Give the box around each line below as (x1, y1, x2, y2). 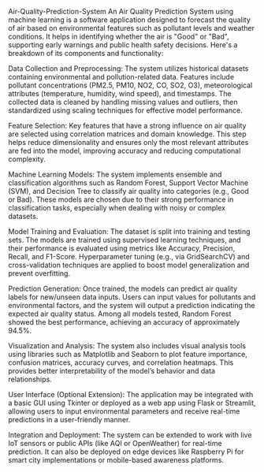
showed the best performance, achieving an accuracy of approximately (8, 318, 240, 326)
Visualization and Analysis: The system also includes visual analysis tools (8, 341, 247, 350)
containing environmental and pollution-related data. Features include (8, 72, 235, 81)
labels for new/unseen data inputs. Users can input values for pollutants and (8, 292, 256, 302)
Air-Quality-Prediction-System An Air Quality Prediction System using (8, 7, 234, 16)
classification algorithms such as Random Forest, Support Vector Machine (8, 178, 249, 188)
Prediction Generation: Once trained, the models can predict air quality (8, 284, 238, 293)
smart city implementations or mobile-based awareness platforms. (8, 455, 225, 464)
